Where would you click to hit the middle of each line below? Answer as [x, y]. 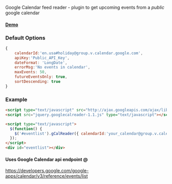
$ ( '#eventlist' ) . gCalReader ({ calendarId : [60, 133]
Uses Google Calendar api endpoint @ [47, 159]
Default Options [25, 38]
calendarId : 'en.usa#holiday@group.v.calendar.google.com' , [79, 53]
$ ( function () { [26, 129]
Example [16, 99]
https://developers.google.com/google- [47, 171]
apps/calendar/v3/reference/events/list [47, 176]
